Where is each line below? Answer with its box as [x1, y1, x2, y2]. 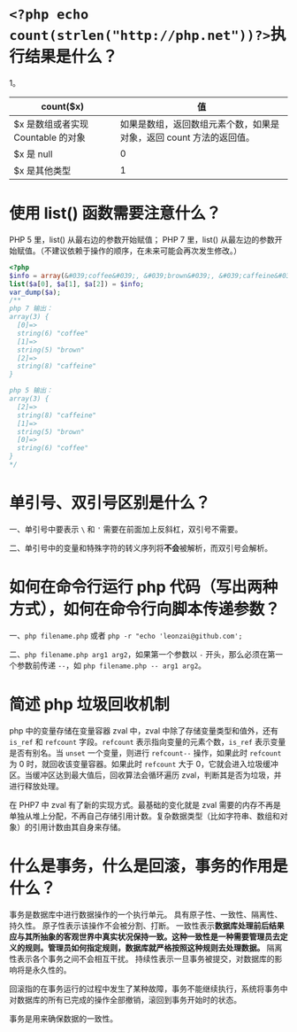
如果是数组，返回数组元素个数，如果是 [119, 118, 280, 130]
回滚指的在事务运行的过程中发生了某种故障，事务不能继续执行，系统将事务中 [9, 983, 288, 994]
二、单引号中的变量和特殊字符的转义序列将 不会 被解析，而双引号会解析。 [9, 542, 272, 553]
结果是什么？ [25, 47, 118, 67]
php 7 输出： [9, 304, 53, 314]
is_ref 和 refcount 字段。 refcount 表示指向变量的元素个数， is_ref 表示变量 [9, 736, 286, 747]
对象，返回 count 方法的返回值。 [119, 131, 255, 144]
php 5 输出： [9, 386, 53, 395]
